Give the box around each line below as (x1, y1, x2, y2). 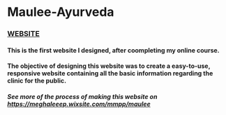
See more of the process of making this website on (7, 92, 158, 100)
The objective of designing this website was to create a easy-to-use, (7, 62, 211, 70)
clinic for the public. (7, 77, 67, 85)
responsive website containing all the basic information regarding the (7, 69, 213, 78)
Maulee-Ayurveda (7, 4, 114, 20)
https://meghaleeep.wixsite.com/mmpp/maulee (7, 100, 151, 108)
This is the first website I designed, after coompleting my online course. (7, 46, 220, 54)
